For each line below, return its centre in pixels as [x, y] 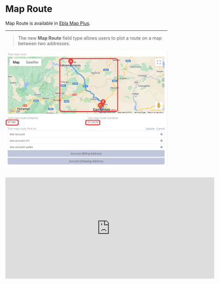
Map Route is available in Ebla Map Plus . [48, 23]
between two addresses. [44, 43]
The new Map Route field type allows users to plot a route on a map [90, 38]
